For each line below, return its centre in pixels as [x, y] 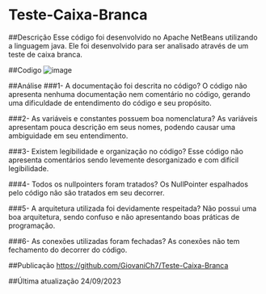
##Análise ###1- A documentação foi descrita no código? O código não [128, 86]
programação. [32, 225]
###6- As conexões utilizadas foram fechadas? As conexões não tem [124, 241]
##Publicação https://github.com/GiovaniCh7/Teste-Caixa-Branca [118, 265]
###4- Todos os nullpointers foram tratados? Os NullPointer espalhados [129, 184]
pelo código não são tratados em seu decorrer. [87, 192]
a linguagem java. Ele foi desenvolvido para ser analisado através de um [129, 45]
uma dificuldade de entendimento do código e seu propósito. [110, 103]
